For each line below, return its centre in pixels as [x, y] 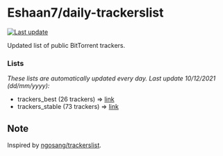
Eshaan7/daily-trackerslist [85, 13]
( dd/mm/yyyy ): [28, 86]
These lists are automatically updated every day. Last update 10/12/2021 [111, 78]
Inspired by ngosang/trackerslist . [55, 145]
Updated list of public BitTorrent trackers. [66, 45]
